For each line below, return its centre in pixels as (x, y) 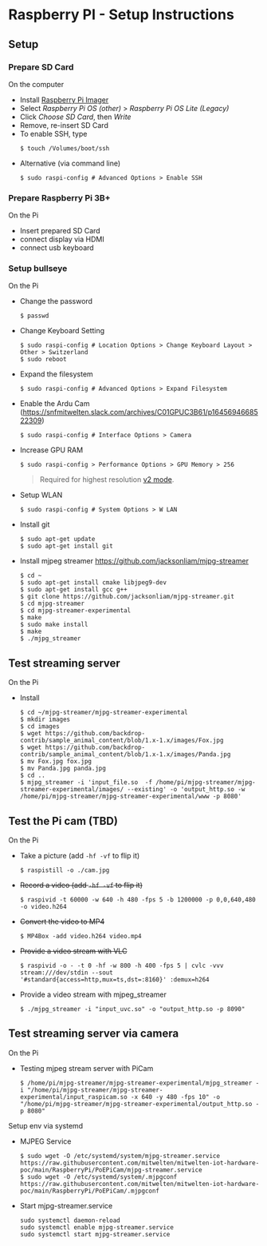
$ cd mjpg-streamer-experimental (75, 611)
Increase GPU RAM (51, 450)
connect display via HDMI (62, 239)
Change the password (56, 301)
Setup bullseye (38, 269)
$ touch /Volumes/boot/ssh (65, 148)
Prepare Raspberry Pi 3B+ (59, 197)
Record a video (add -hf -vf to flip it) (81, 886)
